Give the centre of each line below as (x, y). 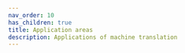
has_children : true (40, 23)
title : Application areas (50, 30)
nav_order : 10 (31, 15)
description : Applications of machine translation (93, 37)
